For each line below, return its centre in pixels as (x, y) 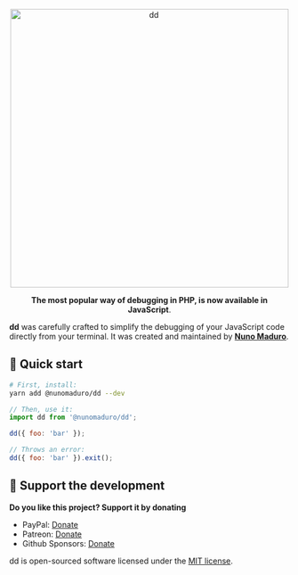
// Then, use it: (41, 409)
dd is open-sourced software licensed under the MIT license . (121, 561)
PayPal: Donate (50, 524)
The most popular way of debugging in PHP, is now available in (149, 300)
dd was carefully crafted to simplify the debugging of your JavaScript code (147, 327)
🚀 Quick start (46, 364)
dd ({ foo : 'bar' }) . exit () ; (61, 458)
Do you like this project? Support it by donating (98, 507)
